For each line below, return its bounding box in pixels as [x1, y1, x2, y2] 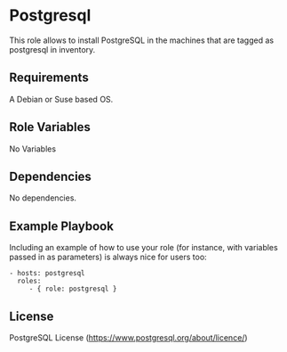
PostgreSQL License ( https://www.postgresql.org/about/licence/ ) [9, 332, 248, 343]
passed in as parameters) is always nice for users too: [9, 251, 207, 263]
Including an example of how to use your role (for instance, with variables [9, 242, 278, 253]
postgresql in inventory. [9, 44, 96, 54]
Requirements [9, 70, 89, 86]
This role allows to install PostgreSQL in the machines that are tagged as [9, 35, 274, 45]
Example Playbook [9, 218, 114, 233]
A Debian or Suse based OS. [9, 94, 114, 104]
